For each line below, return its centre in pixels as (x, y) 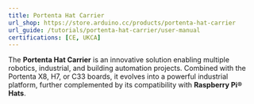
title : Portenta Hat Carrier (56, 15)
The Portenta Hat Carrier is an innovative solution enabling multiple (119, 60)
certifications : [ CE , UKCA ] (55, 37)
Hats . (17, 93)
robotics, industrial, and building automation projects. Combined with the (127, 69)
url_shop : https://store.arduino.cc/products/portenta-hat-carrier (122, 23)
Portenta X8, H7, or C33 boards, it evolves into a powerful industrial (118, 76)
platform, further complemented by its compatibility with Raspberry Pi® (125, 85)
